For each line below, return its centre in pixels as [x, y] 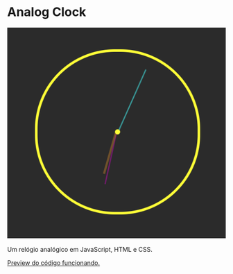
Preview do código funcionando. [54, 263]
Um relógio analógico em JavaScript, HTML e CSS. [80, 250]
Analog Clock [47, 12]
